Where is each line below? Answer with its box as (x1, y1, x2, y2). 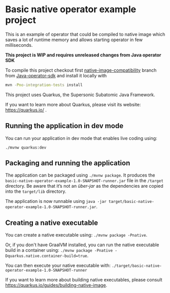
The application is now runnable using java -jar (5, 198, 107, 204)
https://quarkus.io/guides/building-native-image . (5, 282, 108, 288)
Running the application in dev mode (5, 122, 123, 130)
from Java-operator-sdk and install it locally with (5, 72, 107, 78)
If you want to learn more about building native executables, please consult (5, 277, 162, 283)
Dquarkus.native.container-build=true (5, 253, 87, 259)
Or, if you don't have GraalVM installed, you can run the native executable (5, 242, 159, 248)
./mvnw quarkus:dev (5, 145, 47, 150)
